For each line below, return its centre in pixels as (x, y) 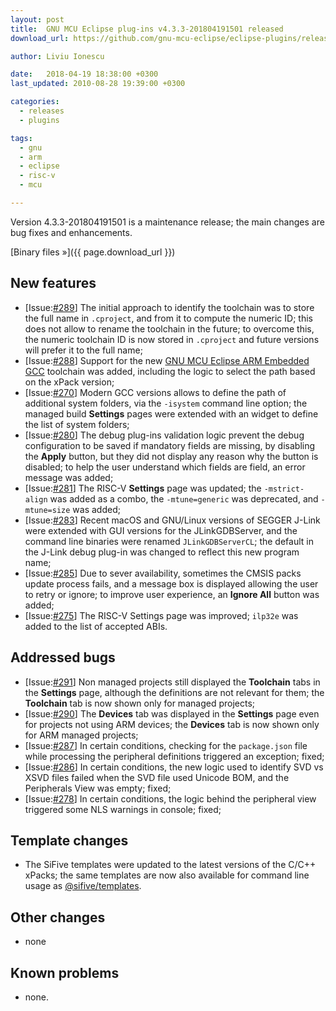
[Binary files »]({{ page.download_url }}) (93, 252)
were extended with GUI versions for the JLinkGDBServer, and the (161, 530)
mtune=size (47, 510)
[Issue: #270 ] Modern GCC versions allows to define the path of (155, 392)
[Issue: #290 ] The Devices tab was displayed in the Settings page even (172, 713)
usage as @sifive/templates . (83, 886)
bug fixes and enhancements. (71, 232)
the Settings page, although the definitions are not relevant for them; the (174, 692)
